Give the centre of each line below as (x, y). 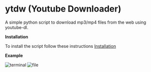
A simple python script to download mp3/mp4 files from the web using (76, 22)
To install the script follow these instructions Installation (61, 46)
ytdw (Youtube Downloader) (63, 9)
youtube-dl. (17, 27)
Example (14, 55)
